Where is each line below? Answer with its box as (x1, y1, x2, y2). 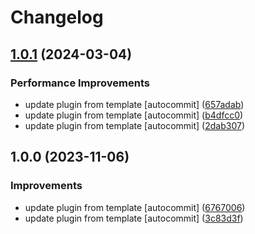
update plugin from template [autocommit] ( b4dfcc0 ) (24, 109, 244, 121)
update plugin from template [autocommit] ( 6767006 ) (24, 201, 246, 213)
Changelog (10, 6, 104, 29)
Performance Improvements (10, 76, 151, 90)
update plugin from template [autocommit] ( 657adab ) (24, 98, 245, 110)
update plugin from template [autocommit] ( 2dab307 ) (24, 119, 246, 131)
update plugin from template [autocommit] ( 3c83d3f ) (24, 212, 244, 224)
